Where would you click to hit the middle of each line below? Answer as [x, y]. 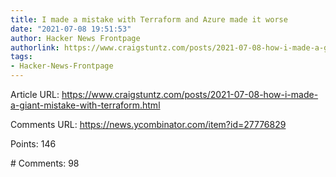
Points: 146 [33, 144]
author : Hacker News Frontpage [75, 38]
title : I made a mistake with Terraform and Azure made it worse [149, 19]
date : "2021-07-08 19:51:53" [71, 29]
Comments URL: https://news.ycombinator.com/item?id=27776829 [148, 124]
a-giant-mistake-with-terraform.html [85, 105]
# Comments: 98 [45, 163]
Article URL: [35, 94]
